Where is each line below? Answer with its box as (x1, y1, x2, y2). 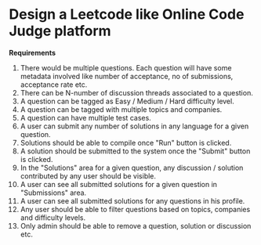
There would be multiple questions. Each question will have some (20, 63, 232, 72)
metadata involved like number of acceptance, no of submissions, (20, 71, 234, 81)
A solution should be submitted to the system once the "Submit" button (20, 146, 251, 156)
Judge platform (9, 22, 112, 40)
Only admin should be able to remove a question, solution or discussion (20, 221, 252, 230)
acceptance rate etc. (20, 80, 88, 89)
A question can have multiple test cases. (20, 113, 151, 122)
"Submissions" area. (20, 188, 87, 197)
